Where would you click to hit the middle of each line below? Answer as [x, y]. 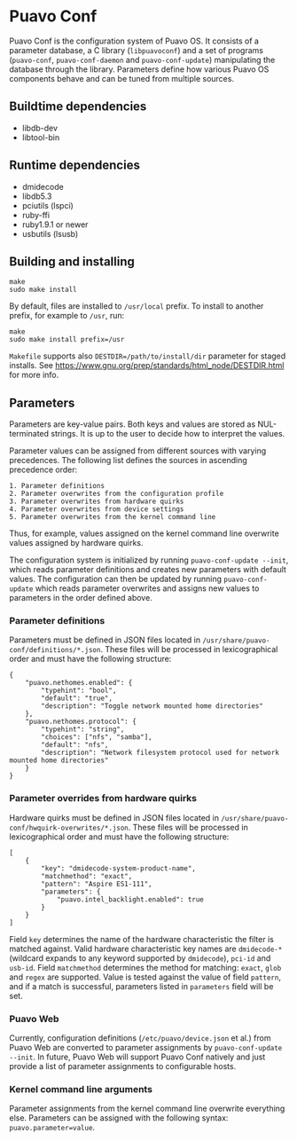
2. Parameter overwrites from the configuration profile [117, 494]
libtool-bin [41, 137]
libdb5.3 [37, 196]
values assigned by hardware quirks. [76, 543]
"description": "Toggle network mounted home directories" [152, 706]
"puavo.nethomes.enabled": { [79, 683]
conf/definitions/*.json [55, 650]
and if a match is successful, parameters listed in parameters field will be [141, 986]
